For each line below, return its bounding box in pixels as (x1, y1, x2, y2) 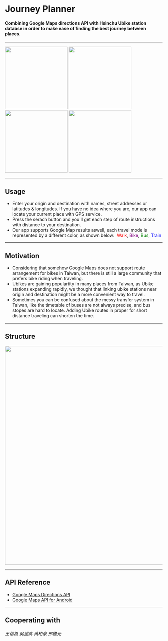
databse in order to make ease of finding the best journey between (5, 25, 146, 31)
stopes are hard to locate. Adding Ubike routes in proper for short (12, 307, 147, 313)
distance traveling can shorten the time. (12, 313, 94, 319)
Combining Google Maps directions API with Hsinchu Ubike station (5, 20, 146, 26)
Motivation (5, 251, 40, 260)
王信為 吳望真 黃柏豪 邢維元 (5, 630, 61, 636)
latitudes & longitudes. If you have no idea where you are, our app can (12, 206, 157, 212)
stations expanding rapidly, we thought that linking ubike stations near (12, 286, 157, 292)
